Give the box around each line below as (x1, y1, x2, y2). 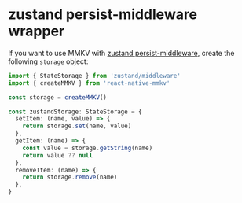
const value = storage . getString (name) (22, 144, 153, 152)
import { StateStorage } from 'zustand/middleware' (8, 72, 181, 79)
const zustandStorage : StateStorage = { (8, 108, 143, 116)
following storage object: (8, 57, 89, 66)
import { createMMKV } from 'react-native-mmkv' (8, 79, 170, 87)
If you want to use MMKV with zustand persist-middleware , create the (8, 48, 235, 57)
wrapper (8, 22, 65, 40)
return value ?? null (22, 151, 93, 159)
